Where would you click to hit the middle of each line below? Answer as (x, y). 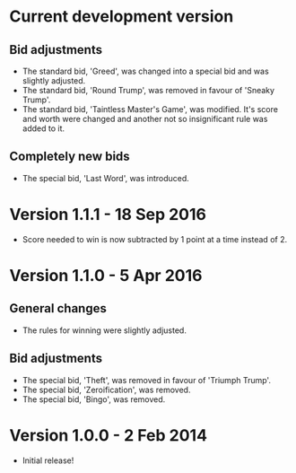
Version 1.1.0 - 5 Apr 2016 (106, 275)
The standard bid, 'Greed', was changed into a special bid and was (145, 71)
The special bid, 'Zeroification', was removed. (106, 390)
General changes (58, 308)
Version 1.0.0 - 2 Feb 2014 (109, 435)
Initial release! (48, 460)
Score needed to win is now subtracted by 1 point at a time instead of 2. (155, 239)
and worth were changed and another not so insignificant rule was (145, 119)
